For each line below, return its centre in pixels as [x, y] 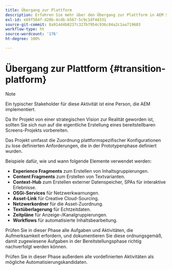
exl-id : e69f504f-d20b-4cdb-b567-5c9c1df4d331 [56, 20]
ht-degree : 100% [23, 39]
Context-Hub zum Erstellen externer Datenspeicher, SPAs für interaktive [89, 182]
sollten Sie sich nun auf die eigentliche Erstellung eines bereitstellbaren [80, 124]
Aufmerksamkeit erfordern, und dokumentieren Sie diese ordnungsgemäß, [84, 236]
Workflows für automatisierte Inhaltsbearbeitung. [65, 220]
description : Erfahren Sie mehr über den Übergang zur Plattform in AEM [84, 15]
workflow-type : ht [25, 29]
